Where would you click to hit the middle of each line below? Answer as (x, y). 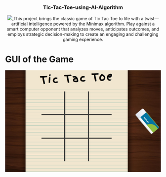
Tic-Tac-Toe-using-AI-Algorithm (83, 7)
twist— (152, 19)
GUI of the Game (40, 59)
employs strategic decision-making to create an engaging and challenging (83, 34)
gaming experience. (83, 40)
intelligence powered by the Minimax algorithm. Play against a (92, 24)
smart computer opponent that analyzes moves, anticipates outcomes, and (83, 29)
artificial (20, 24)
